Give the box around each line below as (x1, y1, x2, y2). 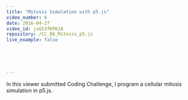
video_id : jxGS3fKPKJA (6, 25, 63, 32)
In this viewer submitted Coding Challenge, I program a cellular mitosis (6, 80, 183, 87)
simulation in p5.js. (6, 87, 53, 94)
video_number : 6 (6, 14, 47, 20)
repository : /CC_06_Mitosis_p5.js (6, 31, 94, 37)
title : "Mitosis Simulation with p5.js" (6, 8, 110, 15)
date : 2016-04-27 (6, 20, 50, 26)
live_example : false (6, 37, 59, 43)
